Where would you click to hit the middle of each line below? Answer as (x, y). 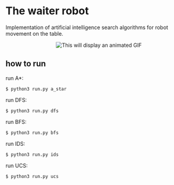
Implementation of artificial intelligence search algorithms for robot (87, 27)
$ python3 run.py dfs (32, 111)
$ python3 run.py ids (32, 154)
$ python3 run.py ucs (32, 176)
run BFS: (16, 122)
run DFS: (16, 100)
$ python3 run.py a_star (36, 89)
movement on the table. (34, 33)
